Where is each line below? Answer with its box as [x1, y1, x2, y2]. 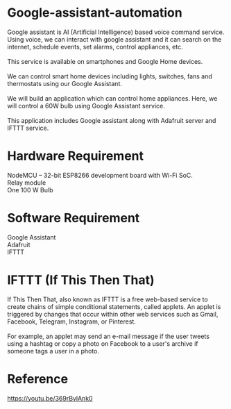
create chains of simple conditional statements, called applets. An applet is [7, 302, 221, 310]
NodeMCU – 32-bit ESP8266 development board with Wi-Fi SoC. [7, 171, 193, 179]
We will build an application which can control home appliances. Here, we [7, 94, 218, 102]
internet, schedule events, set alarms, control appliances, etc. [7, 42, 184, 51]
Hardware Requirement [7, 148, 144, 164]
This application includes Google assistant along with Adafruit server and [7, 116, 216, 124]
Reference [7, 371, 68, 387]
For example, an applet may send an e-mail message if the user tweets [7, 332, 210, 340]
